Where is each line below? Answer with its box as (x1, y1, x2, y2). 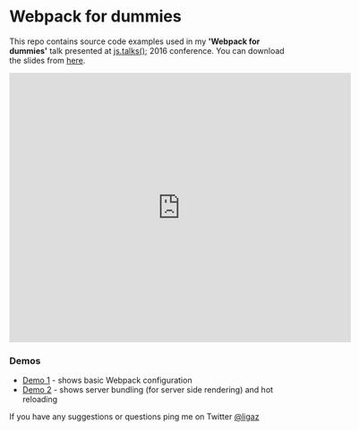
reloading (21, 394, 58, 405)
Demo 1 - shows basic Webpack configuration (21, 375, 192, 386)
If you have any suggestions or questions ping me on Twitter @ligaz (9, 411, 260, 422)
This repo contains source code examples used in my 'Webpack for (9, 36, 261, 47)
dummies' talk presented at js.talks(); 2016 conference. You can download (9, 45, 285, 56)
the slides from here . (9, 55, 86, 65)
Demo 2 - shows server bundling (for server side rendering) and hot (21, 384, 274, 395)
